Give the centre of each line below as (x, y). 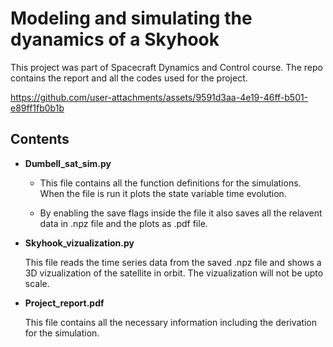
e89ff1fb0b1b (37, 108)
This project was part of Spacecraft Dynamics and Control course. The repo (166, 67)
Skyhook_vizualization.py (79, 243)
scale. (37, 283)
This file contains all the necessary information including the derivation (171, 322)
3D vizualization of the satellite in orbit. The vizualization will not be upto (174, 273)
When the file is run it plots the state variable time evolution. (163, 193)
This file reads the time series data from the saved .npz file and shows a (173, 262)
